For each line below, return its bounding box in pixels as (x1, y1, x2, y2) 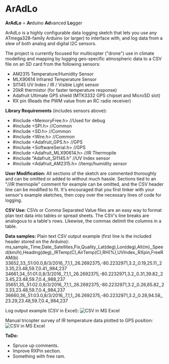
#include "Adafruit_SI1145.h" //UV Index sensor (12, 155, 110, 161)
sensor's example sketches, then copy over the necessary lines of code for (5, 192, 162, 198)
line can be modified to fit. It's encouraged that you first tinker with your (5, 186, 155, 193)
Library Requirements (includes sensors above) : (5, 107, 107, 114)
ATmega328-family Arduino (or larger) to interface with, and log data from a (5, 35, 163, 41)
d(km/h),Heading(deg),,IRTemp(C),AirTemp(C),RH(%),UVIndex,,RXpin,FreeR (5, 249, 163, 255)
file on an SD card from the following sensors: (5, 61, 101, 67)
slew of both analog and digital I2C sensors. (5, 40, 97, 46)
